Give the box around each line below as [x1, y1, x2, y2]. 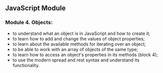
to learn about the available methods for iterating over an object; [12, 41, 146, 47]
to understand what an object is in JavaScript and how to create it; [12, 30, 150, 36]
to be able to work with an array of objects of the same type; [12, 46, 138, 52]
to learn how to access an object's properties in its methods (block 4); [12, 51, 158, 57]
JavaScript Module [5, 4, 66, 12]
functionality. [12, 62, 40, 68]
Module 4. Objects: [5, 19, 53, 26]
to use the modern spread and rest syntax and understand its [12, 57, 140, 63]
